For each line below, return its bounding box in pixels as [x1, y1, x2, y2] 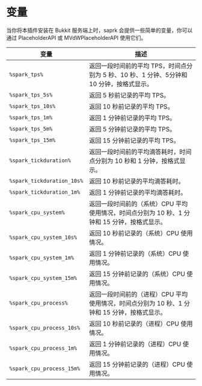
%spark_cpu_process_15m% [9, 365, 81, 372]
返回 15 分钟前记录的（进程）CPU [89, 360, 185, 369]
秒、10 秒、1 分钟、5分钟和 [108, 71, 188, 79]
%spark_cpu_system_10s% [9, 233, 78, 241]
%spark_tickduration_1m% [9, 188, 81, 195]
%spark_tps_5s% [9, 91, 53, 98]
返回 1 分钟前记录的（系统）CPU [89, 249, 182, 258]
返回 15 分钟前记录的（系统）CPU [89, 270, 185, 278]
